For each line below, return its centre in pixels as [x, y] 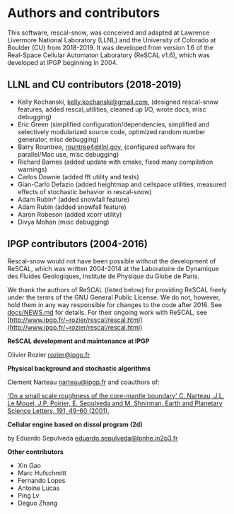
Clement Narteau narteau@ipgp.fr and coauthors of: [84, 382]
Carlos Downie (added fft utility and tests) [78, 177]
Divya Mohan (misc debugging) [63, 222]
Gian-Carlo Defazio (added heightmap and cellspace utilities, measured [122, 184]
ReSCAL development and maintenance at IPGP [78, 341]
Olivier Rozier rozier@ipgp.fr [49, 354]
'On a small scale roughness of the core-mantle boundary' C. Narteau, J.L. [116, 395]
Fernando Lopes [41, 480]
